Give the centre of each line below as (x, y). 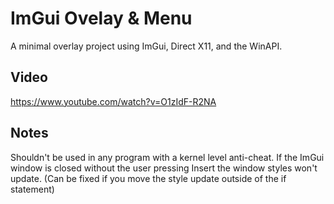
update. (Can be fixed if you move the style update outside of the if (148, 178)
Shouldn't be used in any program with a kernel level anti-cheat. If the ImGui (167, 157)
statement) (32, 189)
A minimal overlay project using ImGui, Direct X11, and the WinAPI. (146, 46)
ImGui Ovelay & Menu (101, 18)
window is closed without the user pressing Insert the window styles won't (164, 168)
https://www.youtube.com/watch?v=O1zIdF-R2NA (113, 101)
